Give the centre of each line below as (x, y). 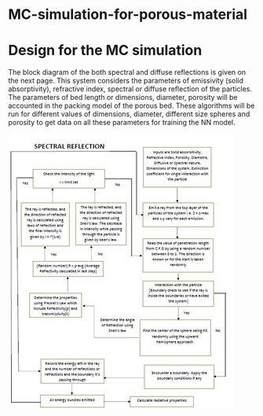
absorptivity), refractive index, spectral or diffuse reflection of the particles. (130, 89)
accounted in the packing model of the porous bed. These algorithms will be (131, 106)
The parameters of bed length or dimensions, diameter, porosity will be (123, 98)
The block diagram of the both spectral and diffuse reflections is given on (127, 72)
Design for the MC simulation (105, 51)
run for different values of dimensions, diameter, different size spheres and (129, 114)
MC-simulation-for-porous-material (128, 15)
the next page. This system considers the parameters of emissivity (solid (126, 81)
